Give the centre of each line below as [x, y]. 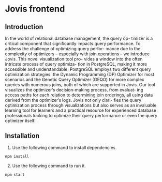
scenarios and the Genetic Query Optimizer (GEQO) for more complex [74, 79]
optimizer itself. [20, 121]
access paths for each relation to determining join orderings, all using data [79, 95]
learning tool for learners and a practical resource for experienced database [81, 110]
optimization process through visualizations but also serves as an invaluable [81, 105]
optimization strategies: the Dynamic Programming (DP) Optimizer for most [80, 74]
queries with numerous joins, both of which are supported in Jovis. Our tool [80, 85]
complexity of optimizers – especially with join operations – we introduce [77, 54]
